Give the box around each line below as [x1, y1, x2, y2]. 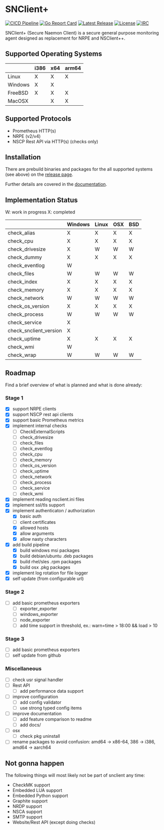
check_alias [7, 230, 35, 237]
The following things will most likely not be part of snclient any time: [5, 772, 145, 778]
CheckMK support [12, 782, 50, 788]
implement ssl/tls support [12, 502, 65, 508]
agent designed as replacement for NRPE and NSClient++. [5, 35, 125, 41]
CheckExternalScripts [19, 429, 65, 435]
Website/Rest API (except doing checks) [12, 819, 96, 825]
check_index [7, 278, 37, 285]
